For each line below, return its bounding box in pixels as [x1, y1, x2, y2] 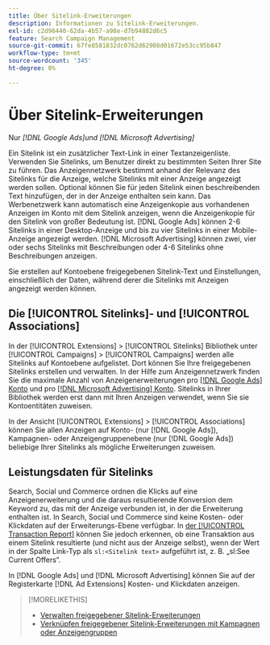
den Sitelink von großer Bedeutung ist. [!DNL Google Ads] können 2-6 [8, 217, 241, 226]
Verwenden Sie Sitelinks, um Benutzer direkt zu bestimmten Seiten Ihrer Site [8, 156, 262, 166]
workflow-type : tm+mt [8, 49, 81, 57]
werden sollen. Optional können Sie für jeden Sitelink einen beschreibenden [8, 182, 260, 192]
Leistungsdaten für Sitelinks [8, 465, 153, 479]
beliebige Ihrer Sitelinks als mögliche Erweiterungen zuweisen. [8, 442, 216, 452]
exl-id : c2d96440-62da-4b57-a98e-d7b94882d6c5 [8, 27, 168, 35]
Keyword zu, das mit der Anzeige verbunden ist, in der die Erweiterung [8, 504, 243, 514]
